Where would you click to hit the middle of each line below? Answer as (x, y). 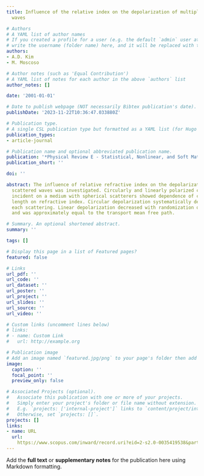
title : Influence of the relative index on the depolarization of (92, 12)
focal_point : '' (32, 375)
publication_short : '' (35, 163)
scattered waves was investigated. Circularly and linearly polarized (103, 190)
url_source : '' (25, 308)
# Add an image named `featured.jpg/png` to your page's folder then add (102, 358)
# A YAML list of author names (46, 34)
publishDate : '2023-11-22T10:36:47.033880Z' (63, 113)
